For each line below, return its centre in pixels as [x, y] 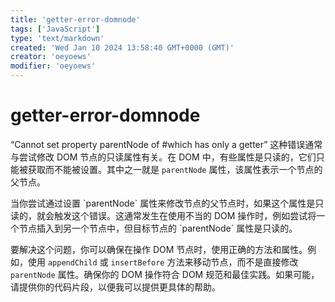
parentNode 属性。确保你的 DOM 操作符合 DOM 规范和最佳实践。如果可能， [165, 274]
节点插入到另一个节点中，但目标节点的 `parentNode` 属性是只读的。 [158, 228]
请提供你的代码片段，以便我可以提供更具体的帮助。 [115, 287]
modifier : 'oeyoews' [53, 66]
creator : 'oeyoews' [51, 57]
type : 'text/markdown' [57, 38]
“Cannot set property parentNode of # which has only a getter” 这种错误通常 [166, 144]
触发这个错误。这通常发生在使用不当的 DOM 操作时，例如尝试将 [185, 215]
